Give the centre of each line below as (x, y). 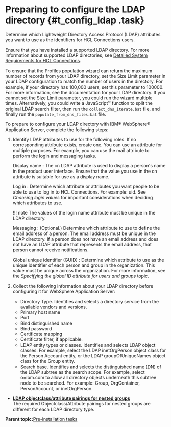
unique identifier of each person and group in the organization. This (84, 265)
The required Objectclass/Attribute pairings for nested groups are (81, 403)
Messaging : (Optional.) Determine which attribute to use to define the (86, 228)
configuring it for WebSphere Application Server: (64, 291)
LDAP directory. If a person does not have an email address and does (86, 239)
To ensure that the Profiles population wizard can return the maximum (79, 71)
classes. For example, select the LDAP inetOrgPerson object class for (93, 350)
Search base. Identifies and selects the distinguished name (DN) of (91, 367)
